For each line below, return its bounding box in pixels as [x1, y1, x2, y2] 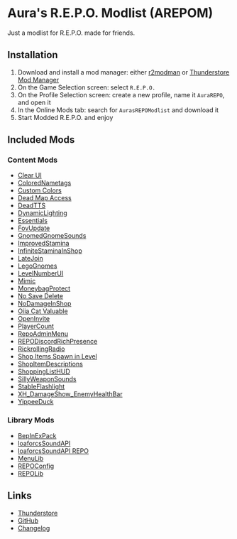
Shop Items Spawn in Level [17, 352, 97, 361]
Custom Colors [17, 186, 62, 195]
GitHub [17, 516, 39, 525]
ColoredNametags [17, 179, 72, 187]
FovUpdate [17, 224, 50, 232]
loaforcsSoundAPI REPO [17, 446, 89, 455]
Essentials [17, 217, 48, 225]
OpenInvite [17, 315, 50, 323]
